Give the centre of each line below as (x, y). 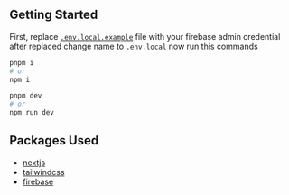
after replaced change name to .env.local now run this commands (134, 46)
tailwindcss (43, 172)
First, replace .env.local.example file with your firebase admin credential (145, 36)
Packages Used (54, 140)
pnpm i (22, 62)
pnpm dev (26, 96)
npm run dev (32, 113)
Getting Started (54, 15)
